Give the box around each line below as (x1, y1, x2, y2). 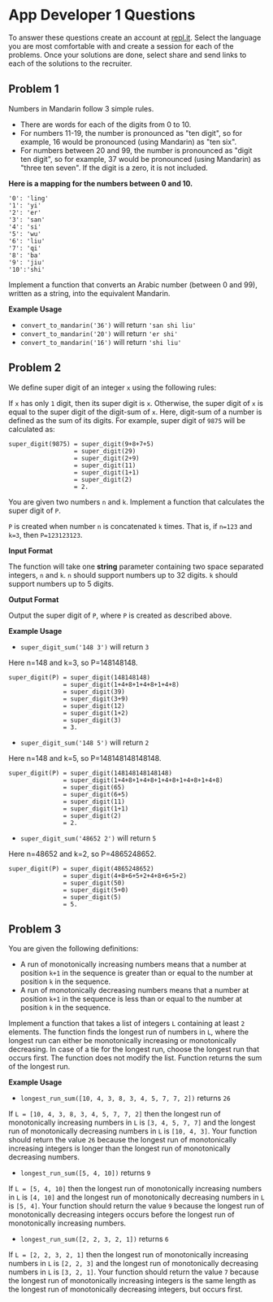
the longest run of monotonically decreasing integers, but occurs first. (8, 1284, 244, 1295)
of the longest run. (8, 1062, 71, 1072)
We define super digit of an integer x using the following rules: (8, 382, 217, 392)
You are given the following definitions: (8, 944, 139, 954)
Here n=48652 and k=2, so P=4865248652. (8, 849, 157, 859)
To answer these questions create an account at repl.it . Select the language (8, 33, 262, 42)
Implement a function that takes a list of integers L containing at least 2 (8, 1019, 245, 1029)
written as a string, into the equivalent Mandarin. (8, 288, 171, 298)
